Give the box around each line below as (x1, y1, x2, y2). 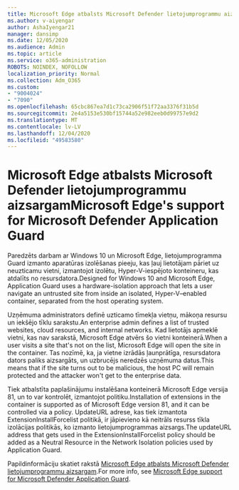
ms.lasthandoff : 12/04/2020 (7, 130, 91, 137)
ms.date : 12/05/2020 (7, 37, 69, 44)
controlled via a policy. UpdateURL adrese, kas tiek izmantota (7, 408, 187, 417)
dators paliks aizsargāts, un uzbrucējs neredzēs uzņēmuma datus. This (7, 356, 214, 364)
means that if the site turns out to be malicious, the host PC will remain (7, 364, 215, 372)
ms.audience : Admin (7, 44, 65, 51)
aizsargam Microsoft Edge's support (7, 198, 225, 214)
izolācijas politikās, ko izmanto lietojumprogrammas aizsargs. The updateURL (7, 423, 232, 432)
